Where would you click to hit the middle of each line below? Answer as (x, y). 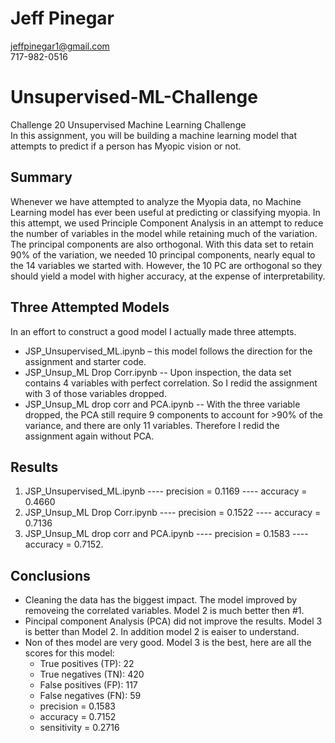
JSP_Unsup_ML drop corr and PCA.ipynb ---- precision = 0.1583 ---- (166, 534)
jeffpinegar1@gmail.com (60, 46)
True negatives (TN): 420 (92, 674)
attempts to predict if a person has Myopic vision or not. (126, 146)
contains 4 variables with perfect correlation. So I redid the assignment (171, 383)
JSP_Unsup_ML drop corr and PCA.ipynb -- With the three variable (162, 404)
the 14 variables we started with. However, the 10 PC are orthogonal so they (166, 265)
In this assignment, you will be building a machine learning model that (153, 135)
